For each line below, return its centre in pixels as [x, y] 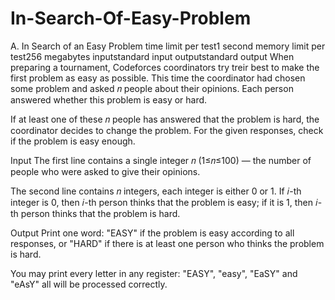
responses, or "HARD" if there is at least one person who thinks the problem [167, 243]
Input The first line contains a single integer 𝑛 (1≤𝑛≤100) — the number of [161, 160]
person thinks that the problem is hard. [100, 213]
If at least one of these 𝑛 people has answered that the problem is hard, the [165, 119]
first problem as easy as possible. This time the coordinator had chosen [158, 78]
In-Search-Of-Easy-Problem [131, 18]
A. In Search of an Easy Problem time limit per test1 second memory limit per [168, 46]
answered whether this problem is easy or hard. [109, 99]
